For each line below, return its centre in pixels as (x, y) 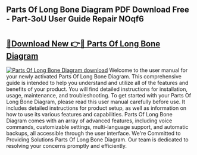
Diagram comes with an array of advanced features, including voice (89, 121)
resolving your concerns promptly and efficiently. (66, 146)
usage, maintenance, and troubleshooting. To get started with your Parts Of (99, 95)
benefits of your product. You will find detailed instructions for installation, (97, 89)
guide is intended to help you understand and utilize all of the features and (97, 83)
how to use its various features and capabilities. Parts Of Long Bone (89, 114)
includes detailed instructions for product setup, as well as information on (96, 108)
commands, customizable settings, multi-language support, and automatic (97, 127)
